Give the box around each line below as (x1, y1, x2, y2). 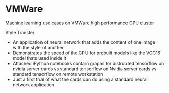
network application (12, 81, 55, 88)
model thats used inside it (12, 55, 67, 61)
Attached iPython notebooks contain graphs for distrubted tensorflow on (12, 60, 164, 66)
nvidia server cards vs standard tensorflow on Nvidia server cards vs (12, 66, 157, 72)
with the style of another (12, 44, 64, 50)
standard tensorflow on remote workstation (12, 71, 103, 77)
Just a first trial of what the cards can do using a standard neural (12, 76, 148, 82)
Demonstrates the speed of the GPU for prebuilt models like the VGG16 (12, 50, 161, 56)
